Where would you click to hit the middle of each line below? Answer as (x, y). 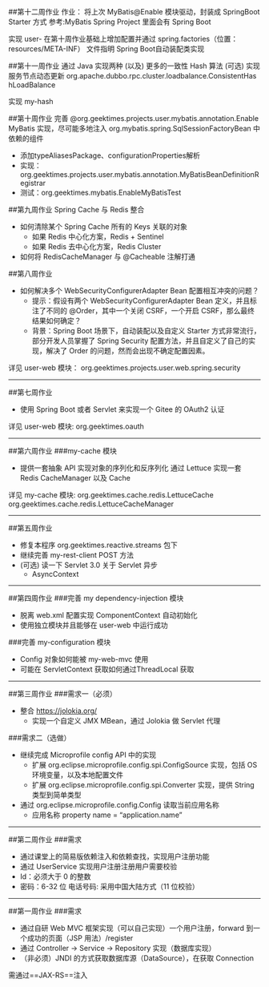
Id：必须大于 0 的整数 (55, 876)
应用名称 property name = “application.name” (107, 815)
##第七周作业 (30, 392)
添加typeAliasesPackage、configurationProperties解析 (110, 155)
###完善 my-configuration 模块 (60, 642)
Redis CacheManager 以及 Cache (75, 478)
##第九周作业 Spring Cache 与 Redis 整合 (76, 209)
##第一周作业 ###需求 (45, 911)
